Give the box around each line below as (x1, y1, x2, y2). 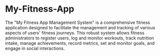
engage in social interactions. (5, 45, 65, 51)
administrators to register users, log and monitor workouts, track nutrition (5, 35, 155, 41)
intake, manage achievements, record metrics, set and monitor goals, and (5, 40, 155, 46)
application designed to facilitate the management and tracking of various (5, 24, 156, 30)
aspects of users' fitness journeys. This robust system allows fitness (5, 30, 145, 36)
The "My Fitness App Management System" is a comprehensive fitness (5, 19, 151, 25)
